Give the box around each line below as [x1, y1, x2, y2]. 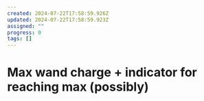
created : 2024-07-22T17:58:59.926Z [7, 10, 109, 17]
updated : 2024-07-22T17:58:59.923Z [7, 16, 109, 23]
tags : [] [7, 35, 32, 42]
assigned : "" [7, 23, 45, 29]
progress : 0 [7, 29, 41, 36]
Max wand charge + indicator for [7, 65, 197, 81]
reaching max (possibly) [7, 79, 149, 95]
